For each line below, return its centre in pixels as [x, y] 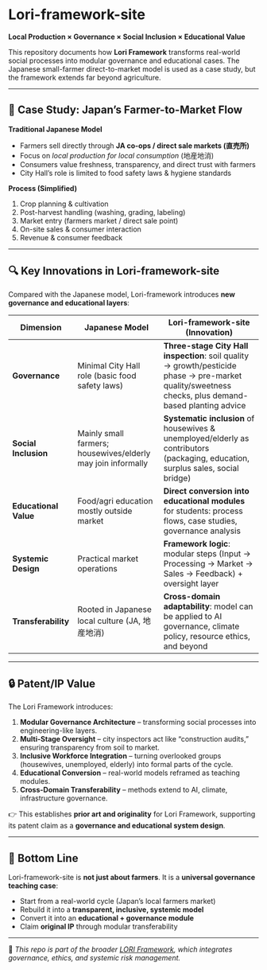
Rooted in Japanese [115, 609]
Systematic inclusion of [209, 418]
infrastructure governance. [64, 798]
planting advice [217, 405]
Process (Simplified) [43, 188]
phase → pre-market [203, 376]
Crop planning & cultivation [64, 204]
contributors [186, 448]
